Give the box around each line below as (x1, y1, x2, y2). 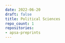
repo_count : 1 (5, 21, 34, 26)
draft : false (5, 12, 32, 17)
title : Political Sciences (5, 16, 61, 21)
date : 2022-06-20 (5, 7, 41, 12)
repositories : (5, 26, 34, 31)
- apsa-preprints (5, 30, 41, 35)
